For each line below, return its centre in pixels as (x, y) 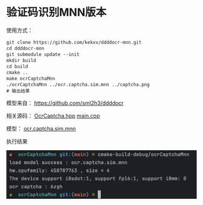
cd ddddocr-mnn (25, 48)
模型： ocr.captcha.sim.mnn (41, 128)
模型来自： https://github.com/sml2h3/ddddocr (65, 102)
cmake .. (17, 72)
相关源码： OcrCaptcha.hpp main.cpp (53, 116)
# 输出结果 (18, 91)
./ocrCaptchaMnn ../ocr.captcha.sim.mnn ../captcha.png (78, 84)
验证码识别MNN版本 (56, 12)
